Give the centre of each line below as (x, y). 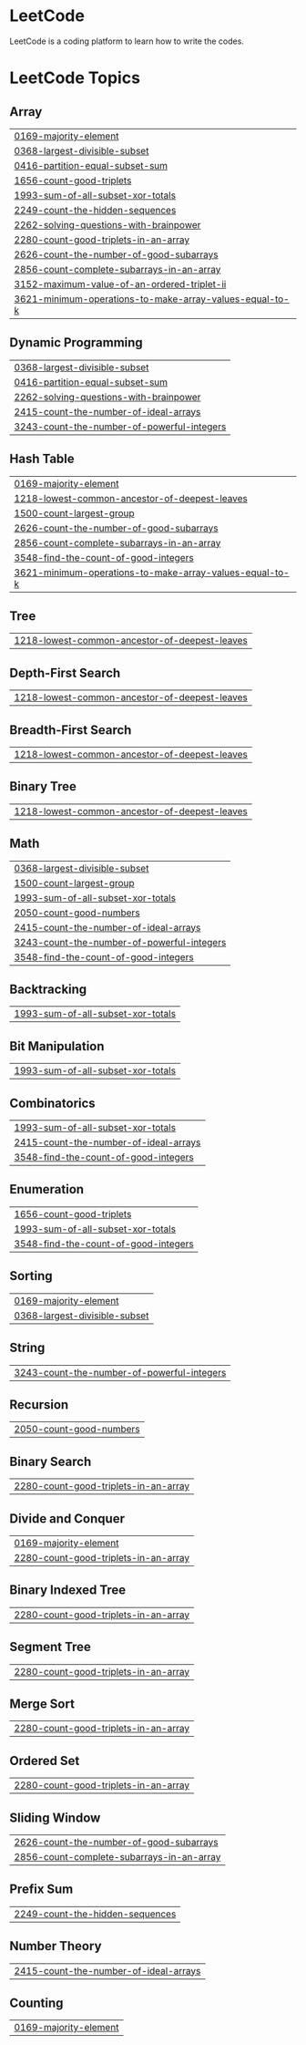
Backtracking (48, 990)
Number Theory (56, 1946)
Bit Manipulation (57, 1046)
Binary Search (51, 1461)
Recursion (39, 1405)
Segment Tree (50, 1647)
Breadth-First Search (71, 730)
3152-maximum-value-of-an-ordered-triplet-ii (120, 284)
